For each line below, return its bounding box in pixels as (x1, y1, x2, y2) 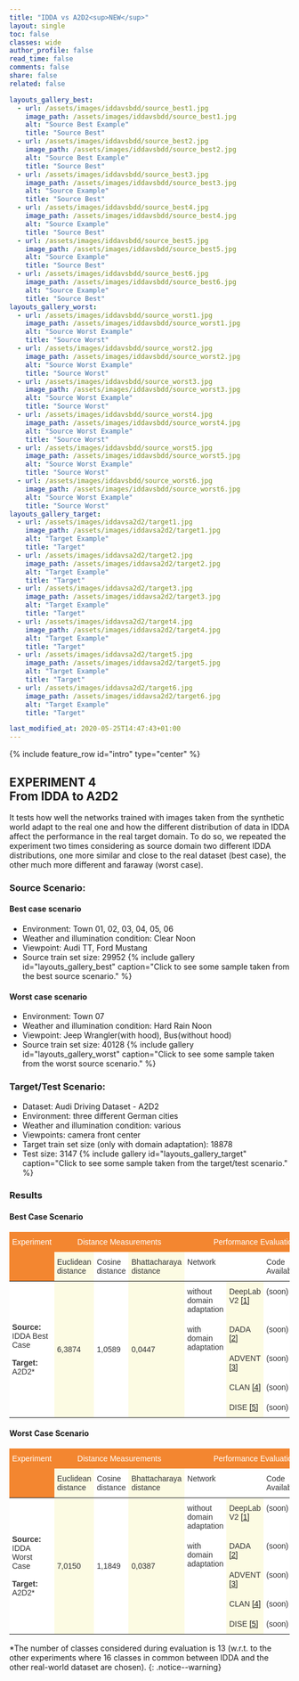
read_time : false (9, 54, 74, 63)
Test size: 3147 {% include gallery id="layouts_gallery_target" (21, 1148, 247, 1159)
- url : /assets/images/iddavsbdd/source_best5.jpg (17, 236, 209, 245)
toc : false (9, 29, 50, 38)
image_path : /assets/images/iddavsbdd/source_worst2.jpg (25, 352, 241, 361)
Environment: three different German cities (21, 1110, 179, 1121)
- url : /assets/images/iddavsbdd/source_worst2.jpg (17, 344, 214, 353)
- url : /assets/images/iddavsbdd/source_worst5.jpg (17, 443, 214, 453)
